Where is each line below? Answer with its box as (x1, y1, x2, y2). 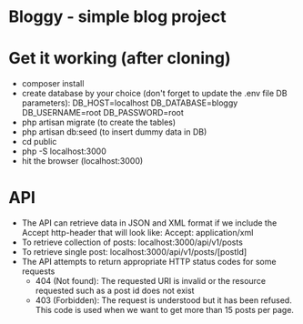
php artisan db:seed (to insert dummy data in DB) (21, 127, 207, 137)
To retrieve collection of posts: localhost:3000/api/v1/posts (21, 237, 243, 248)
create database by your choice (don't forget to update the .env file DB (21, 88, 288, 99)
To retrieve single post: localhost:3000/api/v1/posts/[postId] (21, 247, 247, 258)
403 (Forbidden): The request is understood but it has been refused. (35, 295, 292, 306)
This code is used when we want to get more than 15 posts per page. (35, 305, 295, 316)
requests (21, 266, 56, 277)
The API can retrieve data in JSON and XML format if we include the (21, 218, 278, 228)
